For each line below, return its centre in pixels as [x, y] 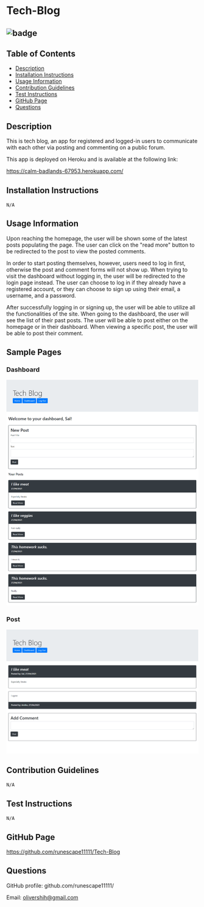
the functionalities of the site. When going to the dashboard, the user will [97, 314]
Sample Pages [34, 352]
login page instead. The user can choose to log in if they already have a [96, 282]
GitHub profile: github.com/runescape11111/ [60, 885]
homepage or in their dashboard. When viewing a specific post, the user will [102, 326]
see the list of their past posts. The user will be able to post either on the [97, 320]
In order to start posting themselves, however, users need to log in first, [96, 263]
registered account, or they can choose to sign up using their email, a [93, 289]
